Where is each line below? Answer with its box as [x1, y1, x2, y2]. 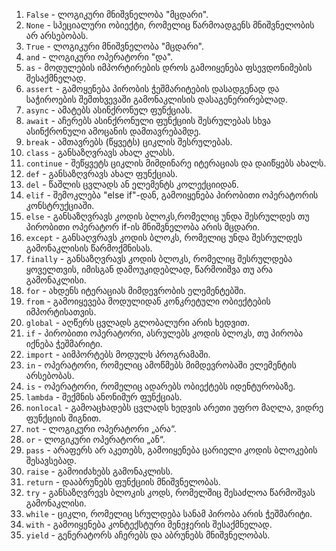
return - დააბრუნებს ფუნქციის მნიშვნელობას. [25, 476, 221, 488]
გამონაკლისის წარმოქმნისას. [25, 242, 153, 254]
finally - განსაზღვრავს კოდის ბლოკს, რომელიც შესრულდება [25, 253, 293, 264]
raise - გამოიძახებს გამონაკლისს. [25, 465, 174, 477]
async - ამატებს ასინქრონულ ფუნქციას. [25, 104, 193, 116]
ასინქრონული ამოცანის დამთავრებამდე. [25, 125, 202, 137]
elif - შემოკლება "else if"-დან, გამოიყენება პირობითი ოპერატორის [25, 189, 319, 201]
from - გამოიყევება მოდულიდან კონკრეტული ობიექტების [25, 295, 271, 307]
